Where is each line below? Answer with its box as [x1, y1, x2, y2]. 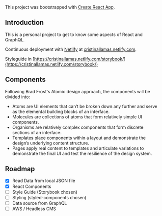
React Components [12, 183, 52, 189]
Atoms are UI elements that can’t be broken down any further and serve [12, 103, 158, 109]
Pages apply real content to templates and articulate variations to [12, 145, 144, 151]
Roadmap [5, 165, 35, 173]
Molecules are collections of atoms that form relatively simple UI [12, 113, 142, 120]
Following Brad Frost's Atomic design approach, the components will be [5, 88, 151, 94]
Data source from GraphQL [12, 200, 67, 206]
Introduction [5, 18, 44, 27]
